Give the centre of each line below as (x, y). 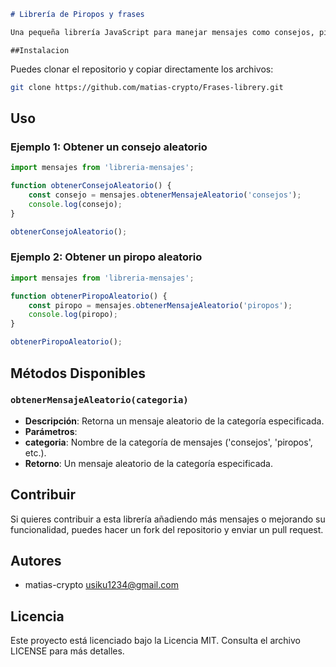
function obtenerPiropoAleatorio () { (89, 296)
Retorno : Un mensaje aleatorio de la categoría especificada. (149, 463)
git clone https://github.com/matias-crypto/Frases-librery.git (147, 87)
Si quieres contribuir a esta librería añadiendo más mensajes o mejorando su (168, 519)
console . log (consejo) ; (75, 204)
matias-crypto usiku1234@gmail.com (101, 585)
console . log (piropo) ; (73, 315)
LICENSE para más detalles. (67, 651)
